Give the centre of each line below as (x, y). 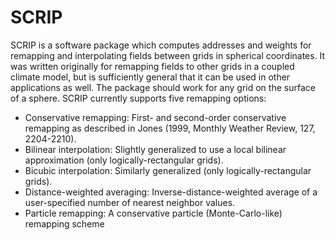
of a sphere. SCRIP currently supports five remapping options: (138, 98)
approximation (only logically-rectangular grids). (124, 160)
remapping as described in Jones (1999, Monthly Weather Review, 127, (170, 128)
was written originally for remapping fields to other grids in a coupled (152, 66)
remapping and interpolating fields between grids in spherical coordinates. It (168, 55)
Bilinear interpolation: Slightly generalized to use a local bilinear (155, 149)
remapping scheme (64, 223)
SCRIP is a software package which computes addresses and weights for (161, 45)
